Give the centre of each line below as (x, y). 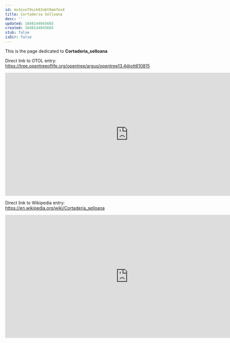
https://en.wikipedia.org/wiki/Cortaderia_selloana (55, 208)
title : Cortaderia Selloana (34, 14)
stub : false (17, 32)
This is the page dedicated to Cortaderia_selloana (56, 51)
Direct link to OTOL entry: (31, 61)
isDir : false (18, 37)
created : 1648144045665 (29, 28)
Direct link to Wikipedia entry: (35, 203)
